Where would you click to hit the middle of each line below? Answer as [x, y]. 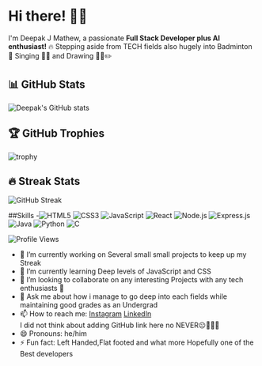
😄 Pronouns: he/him [53, 334]
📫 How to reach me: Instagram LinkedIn [85, 314]
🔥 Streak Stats [44, 181]
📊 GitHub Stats [47, 85]
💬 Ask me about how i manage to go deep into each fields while [123, 296]
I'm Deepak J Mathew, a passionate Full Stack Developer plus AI [114, 38]
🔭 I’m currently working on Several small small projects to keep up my [133, 255]
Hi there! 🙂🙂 [48, 16]
